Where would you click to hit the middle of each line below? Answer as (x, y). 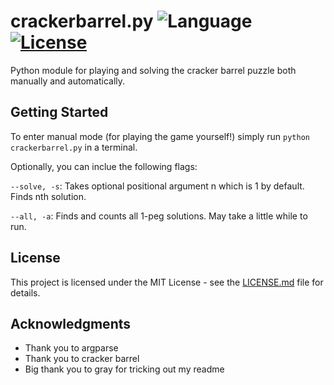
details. (25, 292)
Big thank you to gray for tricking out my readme (124, 369)
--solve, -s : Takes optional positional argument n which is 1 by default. (157, 186)
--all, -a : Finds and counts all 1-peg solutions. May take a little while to (159, 216)
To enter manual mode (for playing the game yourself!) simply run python (160, 136)
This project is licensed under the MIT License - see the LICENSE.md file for (167, 282)
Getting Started (59, 112)
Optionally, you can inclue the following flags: (104, 166)
